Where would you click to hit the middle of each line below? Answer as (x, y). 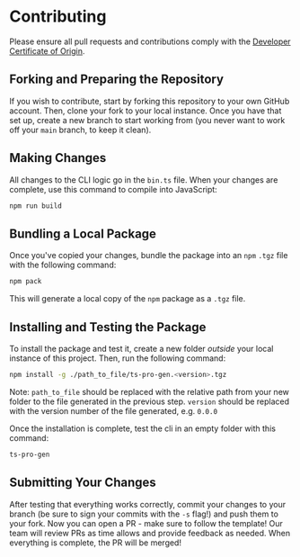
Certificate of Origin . (47, 50)
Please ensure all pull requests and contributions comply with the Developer (150, 41)
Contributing (58, 17)
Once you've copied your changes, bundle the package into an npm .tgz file (149, 256)
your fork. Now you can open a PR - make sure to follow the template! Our (146, 523)
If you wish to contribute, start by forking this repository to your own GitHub (150, 101)
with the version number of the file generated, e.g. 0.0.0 (114, 410)
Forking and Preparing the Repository (117, 80)
